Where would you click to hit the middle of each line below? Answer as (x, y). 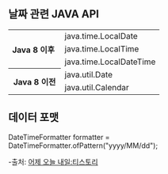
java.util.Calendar (97, 87)
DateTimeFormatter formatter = (59, 137)
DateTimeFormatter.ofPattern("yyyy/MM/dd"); (83, 146)
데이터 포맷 (34, 117)
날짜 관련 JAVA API (53, 14)
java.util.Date (89, 74)
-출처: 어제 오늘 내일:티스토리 (53, 161)
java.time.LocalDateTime (110, 62)
